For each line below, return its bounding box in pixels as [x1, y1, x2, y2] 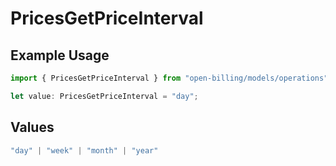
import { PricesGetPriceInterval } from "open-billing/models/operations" [10, 73, 329, 83]
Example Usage [10, 47, 110, 64]
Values [10, 119, 55, 136]
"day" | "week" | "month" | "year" [10, 145, 159, 156]
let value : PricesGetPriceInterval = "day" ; [10, 91, 199, 101]
